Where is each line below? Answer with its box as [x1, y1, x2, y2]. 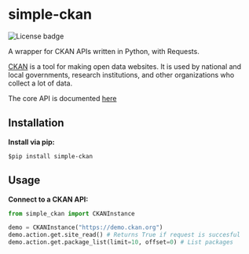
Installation [8, 116, 64, 130]
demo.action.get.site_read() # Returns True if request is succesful [8, 231, 241, 239]
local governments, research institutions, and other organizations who [8, 70, 235, 79]
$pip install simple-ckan [8, 152, 93, 160]
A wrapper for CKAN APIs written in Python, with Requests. [8, 46, 200, 56]
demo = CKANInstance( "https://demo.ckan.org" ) [8, 223, 163, 232]
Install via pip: [8, 137, 55, 147]
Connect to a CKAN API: [8, 194, 89, 204]
